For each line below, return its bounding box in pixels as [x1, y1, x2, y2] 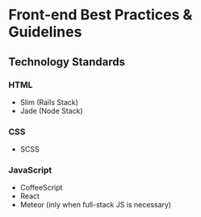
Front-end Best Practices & [8, 6, 193, 24]
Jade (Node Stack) [19, 106, 83, 115]
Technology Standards [8, 55, 125, 69]
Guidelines [8, 23, 82, 41]
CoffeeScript [19, 183, 63, 193]
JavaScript [8, 165, 52, 176]
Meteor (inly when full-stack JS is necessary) [19, 200, 172, 210]
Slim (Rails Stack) [19, 97, 79, 106]
